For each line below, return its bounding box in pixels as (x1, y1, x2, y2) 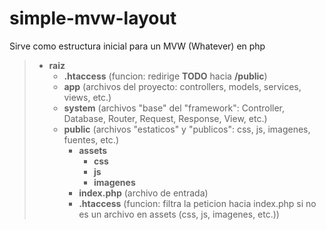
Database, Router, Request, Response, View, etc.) (63, 112, 268, 124)
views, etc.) (63, 91, 112, 103)
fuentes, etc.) (63, 133, 119, 146)
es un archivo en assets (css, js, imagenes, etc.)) (78, 208, 280, 220)
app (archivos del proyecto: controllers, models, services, (63, 80, 302, 92)
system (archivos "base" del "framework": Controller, (63, 102, 286, 114)
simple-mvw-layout (9, 7, 177, 30)
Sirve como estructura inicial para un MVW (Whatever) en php (9, 40, 266, 52)
